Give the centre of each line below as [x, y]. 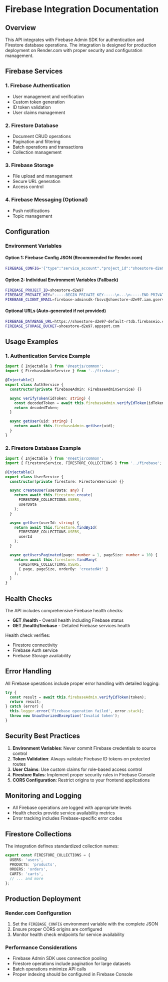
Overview [21, 28]
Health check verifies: [28, 635]
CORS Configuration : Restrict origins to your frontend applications [81, 780]
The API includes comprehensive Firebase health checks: [64, 610]
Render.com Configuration [38, 913]
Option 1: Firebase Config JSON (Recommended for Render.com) [74, 258]
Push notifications [31, 211]
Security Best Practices [43, 736]
